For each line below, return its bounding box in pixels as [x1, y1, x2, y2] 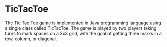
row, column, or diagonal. [5, 36, 57, 42]
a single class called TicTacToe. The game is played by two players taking [5, 25, 157, 31]
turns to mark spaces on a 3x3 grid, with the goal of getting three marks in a [5, 30, 162, 36]
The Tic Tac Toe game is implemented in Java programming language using [5, 20, 161, 26]
